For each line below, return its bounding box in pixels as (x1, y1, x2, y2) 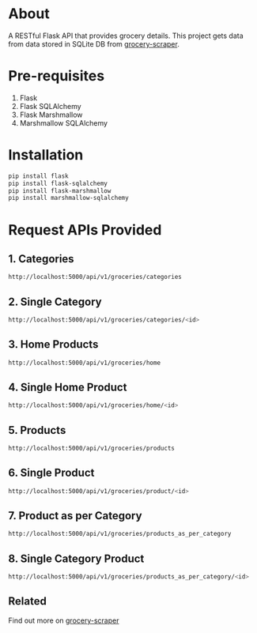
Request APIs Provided (8, 220, 162, 239)
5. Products (8, 424, 66, 437)
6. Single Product (8, 466, 95, 480)
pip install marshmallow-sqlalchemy (8, 194, 129, 202)
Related (8, 594, 47, 609)
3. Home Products (8, 337, 99, 352)
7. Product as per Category (8, 509, 142, 522)
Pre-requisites (8, 67, 105, 85)
